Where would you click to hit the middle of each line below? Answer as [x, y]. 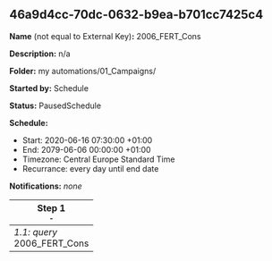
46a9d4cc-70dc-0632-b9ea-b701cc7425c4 [136, 15]
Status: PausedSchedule [55, 105]
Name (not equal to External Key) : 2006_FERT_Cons [105, 36]
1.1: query [36, 232]
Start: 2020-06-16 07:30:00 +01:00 [87, 140]
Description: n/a [40, 54]
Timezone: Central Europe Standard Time [98, 159]
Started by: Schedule [49, 88]
